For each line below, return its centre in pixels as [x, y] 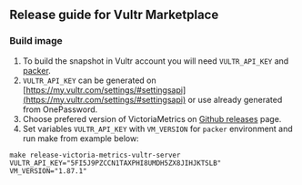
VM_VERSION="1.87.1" [49, 171]
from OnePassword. [60, 109]
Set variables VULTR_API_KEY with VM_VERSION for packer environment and [157, 128]
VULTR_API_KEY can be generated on [89, 80]
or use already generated [235, 99]
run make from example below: [81, 138]
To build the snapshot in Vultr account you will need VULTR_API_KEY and [156, 61]
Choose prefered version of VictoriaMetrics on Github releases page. [152, 118]
